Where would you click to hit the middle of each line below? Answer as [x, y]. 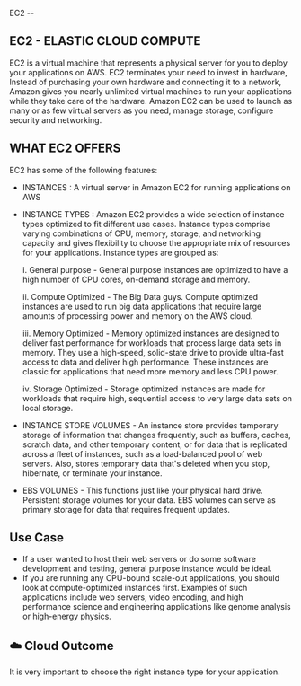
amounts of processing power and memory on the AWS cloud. [137, 316]
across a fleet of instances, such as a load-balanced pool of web [142, 453]
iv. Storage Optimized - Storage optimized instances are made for [144, 389]
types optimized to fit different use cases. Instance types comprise [146, 224]
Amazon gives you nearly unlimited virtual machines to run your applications [150, 91]
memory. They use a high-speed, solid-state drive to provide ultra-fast [153, 352]
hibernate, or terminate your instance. [92, 473]
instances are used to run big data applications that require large [142, 306]
